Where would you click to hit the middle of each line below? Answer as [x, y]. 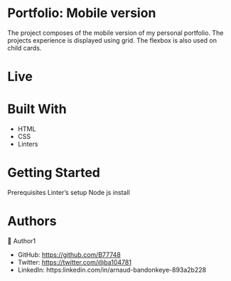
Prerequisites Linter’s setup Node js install [69, 192]
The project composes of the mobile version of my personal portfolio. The [116, 33]
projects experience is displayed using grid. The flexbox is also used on [112, 40]
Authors [32, 221]
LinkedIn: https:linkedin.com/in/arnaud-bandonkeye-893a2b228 [112, 270]
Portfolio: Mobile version [82, 13]
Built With [37, 109]
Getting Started [54, 173]
